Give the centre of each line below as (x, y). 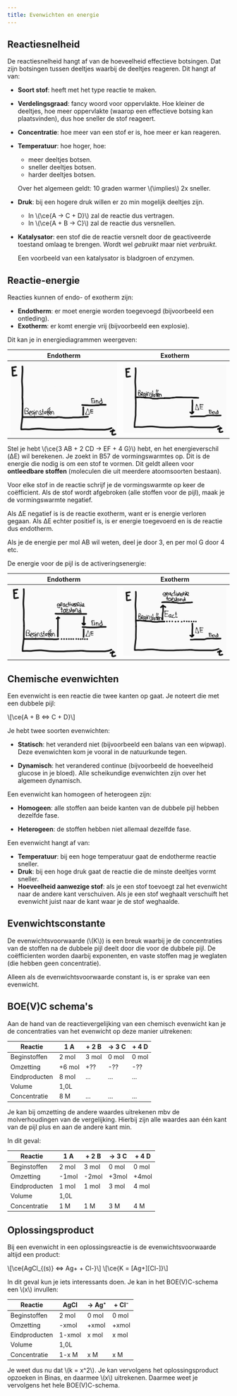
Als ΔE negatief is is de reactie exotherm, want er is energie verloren (107, 514)
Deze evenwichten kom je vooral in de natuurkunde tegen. (102, 752)
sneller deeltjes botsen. (62, 167)
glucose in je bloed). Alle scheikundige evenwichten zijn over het (112, 773)
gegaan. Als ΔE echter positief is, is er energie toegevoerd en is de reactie (115, 521)
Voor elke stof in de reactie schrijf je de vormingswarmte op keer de (106, 485)
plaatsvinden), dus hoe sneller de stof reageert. (87, 119)
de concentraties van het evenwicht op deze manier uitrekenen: (100, 1031)
